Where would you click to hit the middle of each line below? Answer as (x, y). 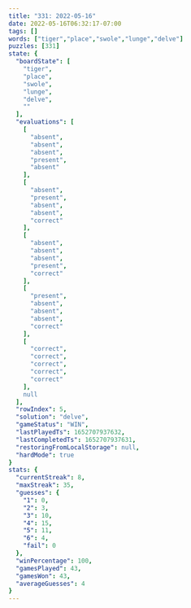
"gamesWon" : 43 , (43, 576)
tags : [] (23, 31)
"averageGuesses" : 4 (50, 584)
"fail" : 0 (40, 546)
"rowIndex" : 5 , (41, 409)
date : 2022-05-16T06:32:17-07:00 (65, 24)
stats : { (23, 470)
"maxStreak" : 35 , (45, 485)
